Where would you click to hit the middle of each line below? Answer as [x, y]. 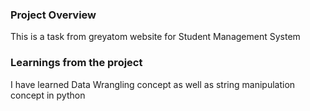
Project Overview [53, 15]
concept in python [48, 95]
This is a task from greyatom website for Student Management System [155, 37]
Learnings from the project [76, 63]
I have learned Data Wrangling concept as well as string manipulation [153, 84]
